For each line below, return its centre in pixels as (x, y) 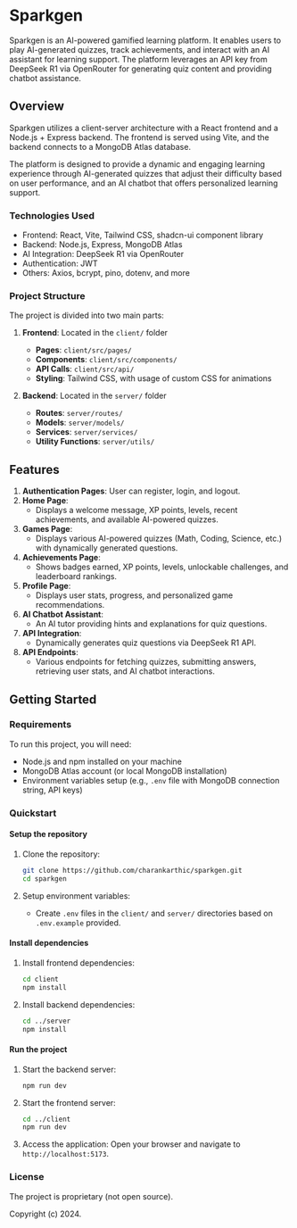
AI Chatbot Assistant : (63, 614)
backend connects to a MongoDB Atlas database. (100, 146)
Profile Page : (46, 586)
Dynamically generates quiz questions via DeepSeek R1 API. (146, 643)
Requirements (41, 725)
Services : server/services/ (87, 432)
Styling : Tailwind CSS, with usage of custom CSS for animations (153, 378)
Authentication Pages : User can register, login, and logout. (131, 491)
